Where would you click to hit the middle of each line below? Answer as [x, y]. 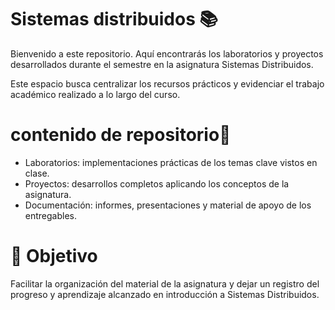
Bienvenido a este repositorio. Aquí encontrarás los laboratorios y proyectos [167, 53]
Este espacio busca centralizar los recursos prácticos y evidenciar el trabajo [167, 83]
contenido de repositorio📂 [121, 135]
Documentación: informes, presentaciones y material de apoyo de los [168, 205]
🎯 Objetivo [54, 256]
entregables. [51, 215]
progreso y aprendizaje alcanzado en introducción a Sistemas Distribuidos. [165, 294]
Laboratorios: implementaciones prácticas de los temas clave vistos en [171, 162]
